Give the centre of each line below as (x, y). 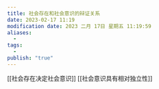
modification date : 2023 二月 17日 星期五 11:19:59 (79, 26)
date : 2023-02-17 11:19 (41, 20)
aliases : (20, 33)
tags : (15, 45)
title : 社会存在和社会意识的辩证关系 (54, 13)
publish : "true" (30, 58)
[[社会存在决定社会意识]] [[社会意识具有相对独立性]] (80, 78)
